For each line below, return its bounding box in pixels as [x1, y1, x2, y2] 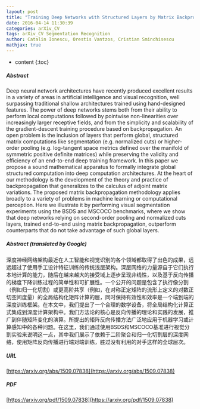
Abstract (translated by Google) [6, 240, 87, 248]
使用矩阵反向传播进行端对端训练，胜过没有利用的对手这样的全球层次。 [16, 338, 189, 345]
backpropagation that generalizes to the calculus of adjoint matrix [6, 182, 168, 189]
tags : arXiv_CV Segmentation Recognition [6, 31, 111, 37]
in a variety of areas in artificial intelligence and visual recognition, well [6, 93, 180, 100]
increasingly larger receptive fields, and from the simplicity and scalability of [6, 119, 193, 126]
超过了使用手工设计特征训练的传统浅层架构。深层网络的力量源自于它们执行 [11, 263, 194, 270]
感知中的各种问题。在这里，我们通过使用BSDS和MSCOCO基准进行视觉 [11, 323, 185, 330]
